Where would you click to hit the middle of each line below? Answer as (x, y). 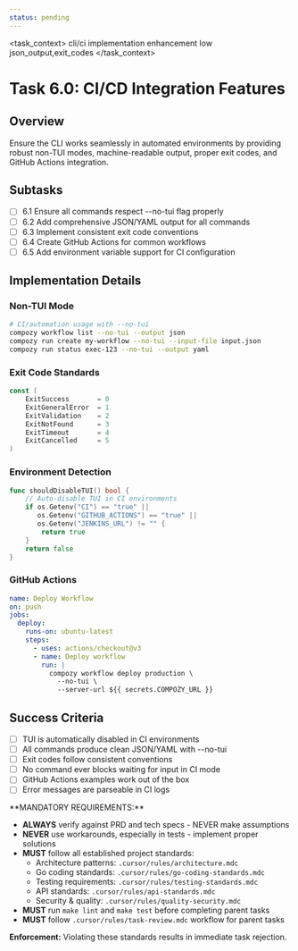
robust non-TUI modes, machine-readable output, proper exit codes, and (143, 152)
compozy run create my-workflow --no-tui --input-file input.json (135, 341)
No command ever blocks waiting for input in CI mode (121, 770)
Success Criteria (57, 717)
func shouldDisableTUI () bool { (69, 491)
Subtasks (36, 190)
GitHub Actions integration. (59, 162)
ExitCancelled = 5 (67, 441)
